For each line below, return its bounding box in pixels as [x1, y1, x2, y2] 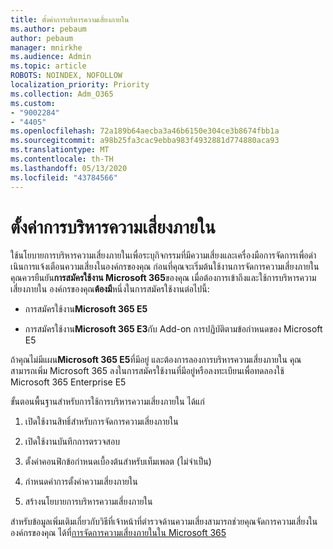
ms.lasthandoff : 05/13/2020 [10, 163, 128, 173]
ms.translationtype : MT [10, 145, 110, 155]
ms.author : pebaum [10, 24, 87, 34]
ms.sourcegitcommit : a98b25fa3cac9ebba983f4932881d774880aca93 [10, 136, 280, 146]
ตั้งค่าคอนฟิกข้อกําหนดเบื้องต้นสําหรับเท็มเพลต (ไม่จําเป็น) [24, 456, 212, 468]
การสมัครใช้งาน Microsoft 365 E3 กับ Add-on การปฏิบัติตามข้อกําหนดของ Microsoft [24, 323, 323, 335]
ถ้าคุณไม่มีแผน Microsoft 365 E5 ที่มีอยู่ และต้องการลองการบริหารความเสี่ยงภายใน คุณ [10, 354, 302, 366]
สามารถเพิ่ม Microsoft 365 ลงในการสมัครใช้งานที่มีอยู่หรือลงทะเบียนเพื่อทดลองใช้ [10, 365, 285, 377]
